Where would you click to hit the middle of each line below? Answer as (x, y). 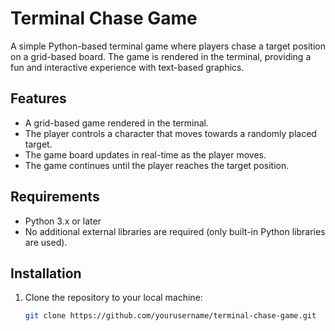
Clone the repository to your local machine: (113, 298)
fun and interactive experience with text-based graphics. (127, 67)
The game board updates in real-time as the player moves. (145, 154)
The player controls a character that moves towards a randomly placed (170, 133)
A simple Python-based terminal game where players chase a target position (168, 46)
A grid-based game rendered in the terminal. (117, 123)
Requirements (55, 197)
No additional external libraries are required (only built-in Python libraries (175, 231)
